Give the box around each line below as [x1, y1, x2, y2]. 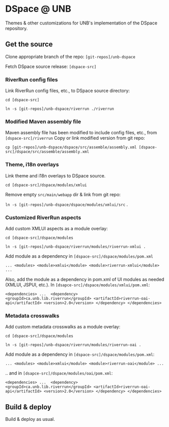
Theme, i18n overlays [5, 161, 59, 168]
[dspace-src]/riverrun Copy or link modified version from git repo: [5, 135, 145, 141]
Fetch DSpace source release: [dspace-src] [5, 63, 97, 69]
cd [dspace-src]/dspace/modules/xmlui [5, 182, 87, 188]
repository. [5, 25, 28, 31]
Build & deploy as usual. [5, 416, 55, 422]
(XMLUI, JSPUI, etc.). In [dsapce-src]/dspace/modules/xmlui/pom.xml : [5, 282, 150, 288]
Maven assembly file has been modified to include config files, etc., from [5, 130, 157, 136]
